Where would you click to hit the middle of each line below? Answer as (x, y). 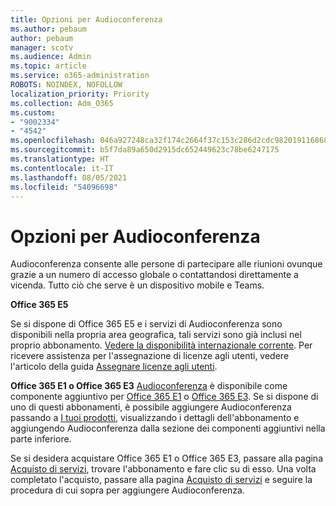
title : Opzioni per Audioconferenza (86, 19)
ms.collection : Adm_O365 (62, 103)
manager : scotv (42, 47)
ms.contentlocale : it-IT (62, 168)
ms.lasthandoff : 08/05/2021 (69, 177)
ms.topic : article (48, 66)
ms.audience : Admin (51, 57)
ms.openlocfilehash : (53, 141)
